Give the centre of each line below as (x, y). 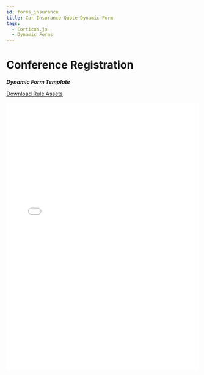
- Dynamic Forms (32, 35)
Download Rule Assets (35, 94)
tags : (13, 23)
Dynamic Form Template (38, 82)
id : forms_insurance (33, 12)
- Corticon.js (30, 29)
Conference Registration (70, 65)
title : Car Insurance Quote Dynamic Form (60, 18)
